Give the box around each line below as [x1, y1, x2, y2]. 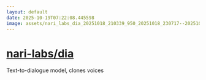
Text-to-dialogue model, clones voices [6, 67, 104, 74]
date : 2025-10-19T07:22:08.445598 [6, 15, 95, 21]
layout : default [6, 9, 48, 15]
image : [6, 20, 23, 26]
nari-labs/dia [6, 46, 74, 60]
